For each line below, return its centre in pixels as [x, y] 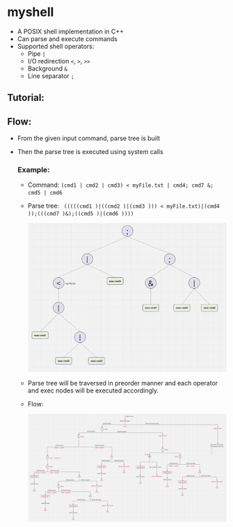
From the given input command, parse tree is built [89, 138]
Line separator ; [51, 76]
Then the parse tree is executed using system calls [90, 152]
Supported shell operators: [56, 46]
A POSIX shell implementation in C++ [70, 31]
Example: [33, 170]
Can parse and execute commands [67, 38]
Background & [48, 68]
